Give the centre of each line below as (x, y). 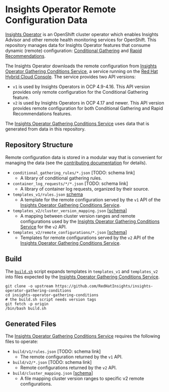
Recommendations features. (42, 114)
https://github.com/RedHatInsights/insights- (104, 286)
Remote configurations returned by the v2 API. (69, 368)
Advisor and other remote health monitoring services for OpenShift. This (81, 40)
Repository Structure (39, 145)
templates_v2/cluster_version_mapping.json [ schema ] (70, 211)
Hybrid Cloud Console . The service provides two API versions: (71, 76)
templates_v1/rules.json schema (48, 194)
